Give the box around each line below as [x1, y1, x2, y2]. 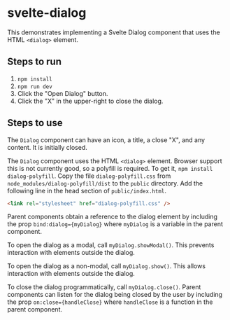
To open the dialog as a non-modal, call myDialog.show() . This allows [7, 262, 206, 270]
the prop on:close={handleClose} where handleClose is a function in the [7, 298, 213, 306]
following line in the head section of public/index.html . [7, 186, 166, 195]
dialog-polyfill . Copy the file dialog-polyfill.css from [7, 172, 171, 180]
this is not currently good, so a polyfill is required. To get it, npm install [7, 164, 213, 172]
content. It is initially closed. [7, 143, 87, 151]
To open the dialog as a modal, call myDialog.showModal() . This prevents [7, 241, 215, 249]
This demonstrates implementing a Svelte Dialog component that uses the [7, 28, 220, 36]
